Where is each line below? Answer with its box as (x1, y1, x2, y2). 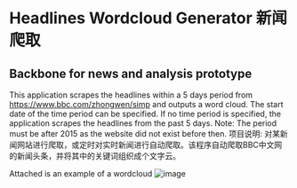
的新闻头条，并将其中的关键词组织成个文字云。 (9, 151, 181, 161)
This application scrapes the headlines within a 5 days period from (9, 90, 253, 100)
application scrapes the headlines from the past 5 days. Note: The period (9, 118, 277, 129)
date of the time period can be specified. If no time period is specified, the (9, 108, 282, 119)
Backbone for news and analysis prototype (9, 66, 253, 81)
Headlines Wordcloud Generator (9, 8, 253, 28)
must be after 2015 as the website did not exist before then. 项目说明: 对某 (9, 129, 280, 138)
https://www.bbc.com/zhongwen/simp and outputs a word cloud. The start (9, 99, 284, 109)
